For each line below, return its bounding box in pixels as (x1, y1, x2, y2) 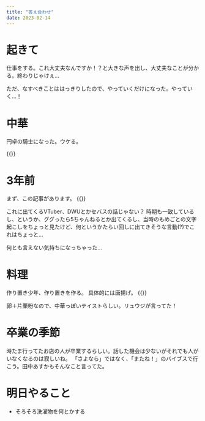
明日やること (6, 387, 72, 400)
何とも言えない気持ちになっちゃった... (6, 244, 103, 251)
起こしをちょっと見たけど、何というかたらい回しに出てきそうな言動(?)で (6, 223, 190, 230)
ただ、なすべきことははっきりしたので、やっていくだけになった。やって (6, 85, 188, 93)
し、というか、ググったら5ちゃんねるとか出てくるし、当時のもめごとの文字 (6, 216, 197, 223)
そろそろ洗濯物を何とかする (15, 408, 86, 415)
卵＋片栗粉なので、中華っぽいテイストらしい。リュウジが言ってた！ (6, 302, 177, 309)
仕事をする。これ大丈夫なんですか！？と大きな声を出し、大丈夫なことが (6, 64, 188, 72)
